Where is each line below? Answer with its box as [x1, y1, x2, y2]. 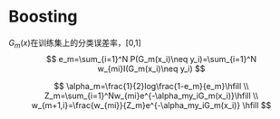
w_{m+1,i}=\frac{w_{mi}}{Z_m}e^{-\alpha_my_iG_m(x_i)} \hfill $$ [31, 99, 272, 110]
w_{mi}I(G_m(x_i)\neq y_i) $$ [97, 63, 206, 74]
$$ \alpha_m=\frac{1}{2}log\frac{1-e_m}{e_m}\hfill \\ [53, 80, 249, 91]
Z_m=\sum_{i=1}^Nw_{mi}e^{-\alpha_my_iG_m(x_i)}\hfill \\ [43, 90, 259, 101]
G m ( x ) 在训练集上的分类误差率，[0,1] [8, 37, 141, 50]
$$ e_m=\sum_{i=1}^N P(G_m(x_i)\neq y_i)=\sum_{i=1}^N [45, 53, 257, 64]
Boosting [8, 6, 78, 27]
